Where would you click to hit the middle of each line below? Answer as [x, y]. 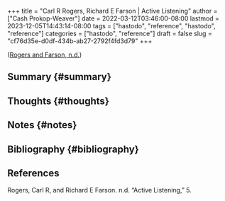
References [33, 173]
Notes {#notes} [42, 125]
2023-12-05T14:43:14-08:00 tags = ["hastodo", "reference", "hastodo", [111, 26]
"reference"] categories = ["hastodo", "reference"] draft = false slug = [110, 33]
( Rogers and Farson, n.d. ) [45, 54]
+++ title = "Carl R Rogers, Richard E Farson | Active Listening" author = [112, 11]
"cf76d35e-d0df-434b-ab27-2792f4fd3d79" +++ [80, 41]
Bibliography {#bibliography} [73, 149]
